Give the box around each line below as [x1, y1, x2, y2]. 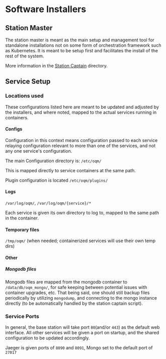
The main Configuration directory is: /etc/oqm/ [5, 158, 102, 164]
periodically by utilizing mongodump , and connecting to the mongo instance [5, 295, 157, 301]
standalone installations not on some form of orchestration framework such [5, 42, 161, 48]
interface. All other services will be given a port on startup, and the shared [5, 330, 159, 336]
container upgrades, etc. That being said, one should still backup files [5, 290, 150, 296]
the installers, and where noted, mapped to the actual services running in [5, 109, 157, 115]
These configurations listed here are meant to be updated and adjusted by [5, 104, 159, 110]
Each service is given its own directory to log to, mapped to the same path [5, 210, 159, 216]
